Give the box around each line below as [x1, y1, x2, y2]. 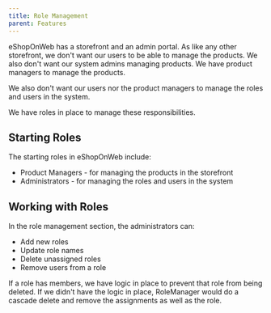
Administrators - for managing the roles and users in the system [19, 176, 234, 186]
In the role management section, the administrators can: [8, 222, 195, 231]
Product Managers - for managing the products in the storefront [19, 167, 234, 178]
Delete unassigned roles [19, 254, 101, 264]
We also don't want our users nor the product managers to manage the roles [8, 82, 264, 93]
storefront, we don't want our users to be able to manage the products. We [8, 50, 258, 60]
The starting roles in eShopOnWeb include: [8, 152, 151, 162]
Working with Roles [8, 200, 109, 214]
